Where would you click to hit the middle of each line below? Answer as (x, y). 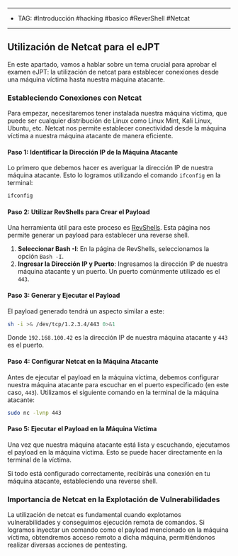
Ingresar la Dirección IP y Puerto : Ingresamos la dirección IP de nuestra (123, 264)
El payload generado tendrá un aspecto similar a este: (86, 311)
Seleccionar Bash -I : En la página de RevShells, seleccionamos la (113, 249)
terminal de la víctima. (40, 460)
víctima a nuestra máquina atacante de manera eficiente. (90, 136)
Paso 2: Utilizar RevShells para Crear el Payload (79, 212)
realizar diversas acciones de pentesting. (67, 545)
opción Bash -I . (40, 257)
